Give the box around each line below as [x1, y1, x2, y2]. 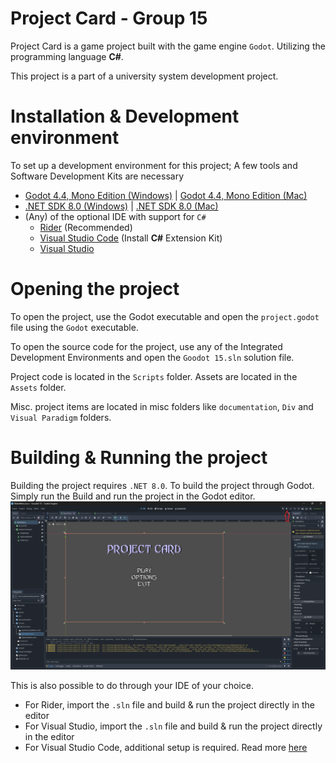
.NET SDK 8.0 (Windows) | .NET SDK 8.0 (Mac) [24, 200, 219, 212]
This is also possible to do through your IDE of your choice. [10, 679, 254, 691]
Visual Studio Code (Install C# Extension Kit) [39, 232, 223, 244]
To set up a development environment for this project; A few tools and [10, 159, 298, 171]
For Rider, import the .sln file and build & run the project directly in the [24, 698, 315, 711]
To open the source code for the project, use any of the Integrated [10, 340, 283, 352]
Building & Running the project [10, 447, 268, 469]
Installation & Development [10, 105, 240, 128]
